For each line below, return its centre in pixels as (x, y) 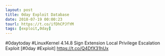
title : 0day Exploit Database (37, 15)
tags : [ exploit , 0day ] (28, 29)
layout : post (19, 10)
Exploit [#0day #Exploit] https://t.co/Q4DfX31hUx (57, 48)
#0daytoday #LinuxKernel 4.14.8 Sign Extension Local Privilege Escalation (83, 43)
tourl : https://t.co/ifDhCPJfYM (39, 24)
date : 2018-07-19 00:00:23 (34, 19)
